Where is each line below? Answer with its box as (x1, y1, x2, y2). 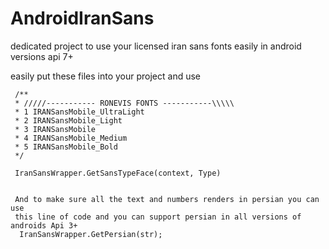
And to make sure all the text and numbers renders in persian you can (14, 194, 320, 204)
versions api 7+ (10, 50, 74, 62)
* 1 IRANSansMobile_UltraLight (14, 107, 145, 117)
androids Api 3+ (10, 220, 78, 231)
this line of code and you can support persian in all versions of (14, 212, 302, 222)
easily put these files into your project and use (10, 70, 201, 82)
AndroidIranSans (10, 7, 155, 30)
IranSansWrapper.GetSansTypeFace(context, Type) (14, 168, 222, 178)
